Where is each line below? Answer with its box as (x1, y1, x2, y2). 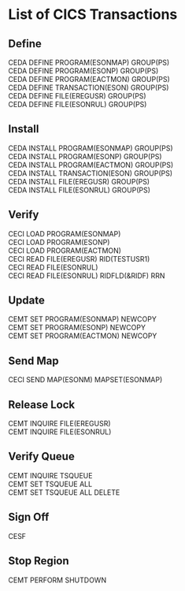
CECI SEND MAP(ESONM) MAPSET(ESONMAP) (8, 375, 163, 385)
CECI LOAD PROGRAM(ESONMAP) (8, 229, 121, 238)
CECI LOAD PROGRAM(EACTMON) (8, 246, 122, 255)
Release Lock (8, 398, 76, 411)
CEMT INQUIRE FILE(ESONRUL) (8, 427, 112, 437)
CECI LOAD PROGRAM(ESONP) (8, 237, 110, 247)
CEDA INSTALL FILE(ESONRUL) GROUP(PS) (8, 185, 151, 195)
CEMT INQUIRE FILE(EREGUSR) (8, 419, 112, 429)
